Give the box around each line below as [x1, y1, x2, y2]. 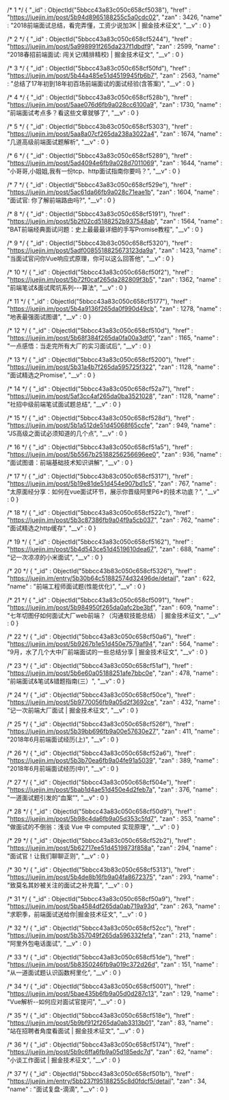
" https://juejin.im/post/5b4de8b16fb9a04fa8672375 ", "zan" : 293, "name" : [7, 873, 219, 881]
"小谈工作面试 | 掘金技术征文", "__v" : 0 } [7, 1056, 121, 1064]
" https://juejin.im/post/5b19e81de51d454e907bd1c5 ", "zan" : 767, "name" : [7, 479, 217, 488]
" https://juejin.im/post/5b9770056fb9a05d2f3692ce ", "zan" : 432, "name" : [7, 698, 220, 706]
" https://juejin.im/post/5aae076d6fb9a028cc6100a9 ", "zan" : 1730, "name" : [7, 101, 221, 108]
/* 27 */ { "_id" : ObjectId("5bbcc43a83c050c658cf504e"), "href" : [7, 778, 196, 786]
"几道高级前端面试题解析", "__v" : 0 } [7, 138, 109, 146]
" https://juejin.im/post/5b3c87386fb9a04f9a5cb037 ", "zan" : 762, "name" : [7, 516, 220, 524]
